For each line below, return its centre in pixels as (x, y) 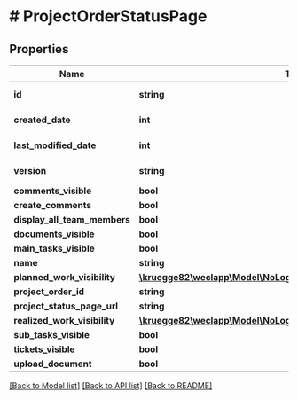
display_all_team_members (72, 219)
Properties (39, 49)
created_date (42, 120)
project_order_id (49, 292)
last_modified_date (55, 145)
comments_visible (53, 191)
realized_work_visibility (64, 321)
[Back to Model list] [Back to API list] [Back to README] (111, 386)
